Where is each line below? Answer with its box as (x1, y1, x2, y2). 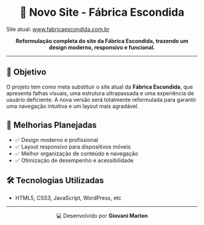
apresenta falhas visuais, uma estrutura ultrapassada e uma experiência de (6, 89, 194, 96)
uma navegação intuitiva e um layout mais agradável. (6, 102, 139, 110)
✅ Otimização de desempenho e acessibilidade (15, 156, 134, 164)
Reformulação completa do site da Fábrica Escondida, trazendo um (15, 37, 189, 44)
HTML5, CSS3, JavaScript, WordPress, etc (15, 194, 121, 202)
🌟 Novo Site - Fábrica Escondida (19, 5, 185, 19)
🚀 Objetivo (6, 67, 47, 78)
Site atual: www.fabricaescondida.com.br (6, 25, 110, 33)
